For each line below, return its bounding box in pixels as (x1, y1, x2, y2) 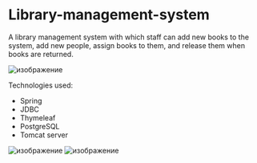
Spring (19, 96, 42, 105)
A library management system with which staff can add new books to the (8, 32, 250, 42)
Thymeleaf (19, 112, 56, 122)
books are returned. (8, 49, 74, 59)
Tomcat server (19, 130, 68, 140)
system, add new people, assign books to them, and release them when (8, 40, 246, 50)
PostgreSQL (19, 121, 60, 131)
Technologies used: (8, 80, 74, 90)
